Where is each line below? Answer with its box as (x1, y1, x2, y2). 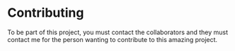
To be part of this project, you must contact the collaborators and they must (7, 28, 229, 36)
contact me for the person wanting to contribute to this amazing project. (7, 35, 218, 43)
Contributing (7, 5, 84, 21)
